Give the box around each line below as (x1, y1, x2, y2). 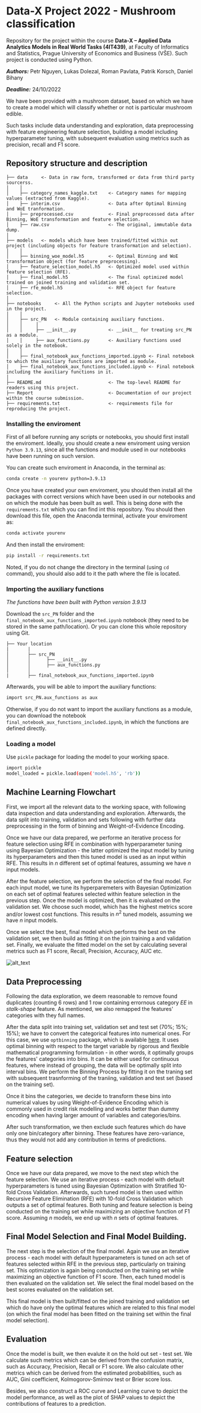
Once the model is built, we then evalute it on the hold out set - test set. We (6, 1350, 193, 1357)
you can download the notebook (6, 712, 86, 719)
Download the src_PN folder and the (6, 610, 95, 617)
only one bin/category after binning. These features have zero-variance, (6, 1130, 185, 1137)
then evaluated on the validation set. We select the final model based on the (6, 1279, 194, 1287)
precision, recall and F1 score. (6, 141, 80, 148)
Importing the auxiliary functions (6, 585, 104, 593)
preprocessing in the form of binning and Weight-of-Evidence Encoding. (6, 822, 185, 829)
